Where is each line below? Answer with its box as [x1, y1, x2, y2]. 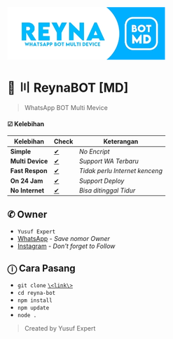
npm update [17, 305, 50, 312]
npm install [17, 297, 53, 304]
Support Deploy [79, 177, 125, 185]
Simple [10, 147, 32, 155]
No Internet [10, 186, 44, 195]
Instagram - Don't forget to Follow [17, 242, 116, 251]
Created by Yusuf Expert [24, 324, 96, 333]
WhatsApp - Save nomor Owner [17, 235, 110, 243]
